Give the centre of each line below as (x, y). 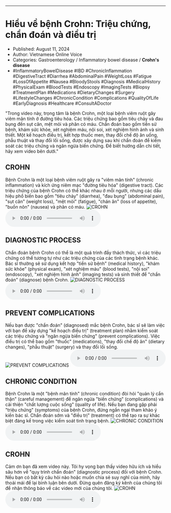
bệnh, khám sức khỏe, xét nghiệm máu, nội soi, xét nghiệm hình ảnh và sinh (85, 129)
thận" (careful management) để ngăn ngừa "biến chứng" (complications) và (84, 399)
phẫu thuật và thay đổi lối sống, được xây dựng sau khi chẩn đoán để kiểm (83, 140)
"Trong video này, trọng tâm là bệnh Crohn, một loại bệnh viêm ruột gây (81, 113)
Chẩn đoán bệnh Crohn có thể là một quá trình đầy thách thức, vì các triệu (83, 252)
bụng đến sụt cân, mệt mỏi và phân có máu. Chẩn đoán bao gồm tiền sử (81, 124)
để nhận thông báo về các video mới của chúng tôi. (59, 488)
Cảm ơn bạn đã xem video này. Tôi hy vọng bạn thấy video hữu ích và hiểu (83, 466)
